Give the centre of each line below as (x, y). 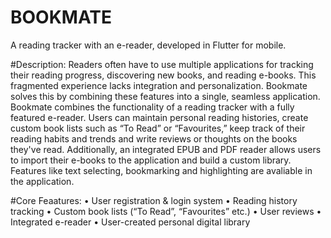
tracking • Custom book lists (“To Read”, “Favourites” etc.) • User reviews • (166, 211)
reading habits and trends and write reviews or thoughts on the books (154, 138)
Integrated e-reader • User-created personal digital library (130, 222)
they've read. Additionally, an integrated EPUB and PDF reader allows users (166, 149)
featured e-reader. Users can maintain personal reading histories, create (159, 117)
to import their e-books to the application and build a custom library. (151, 160)
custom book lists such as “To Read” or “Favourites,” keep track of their (158, 128)
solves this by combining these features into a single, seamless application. (165, 96)
